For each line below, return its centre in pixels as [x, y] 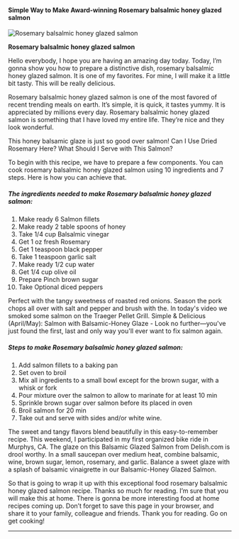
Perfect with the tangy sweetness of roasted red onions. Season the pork [115, 301]
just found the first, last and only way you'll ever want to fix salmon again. [115, 331]
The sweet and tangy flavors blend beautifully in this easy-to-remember [113, 432]
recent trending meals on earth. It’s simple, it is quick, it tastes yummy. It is [117, 105]
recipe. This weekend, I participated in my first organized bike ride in [108, 440]
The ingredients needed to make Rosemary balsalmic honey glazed [110, 194]
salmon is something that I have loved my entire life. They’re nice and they [116, 120]
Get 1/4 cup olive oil [47, 272]
